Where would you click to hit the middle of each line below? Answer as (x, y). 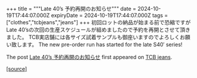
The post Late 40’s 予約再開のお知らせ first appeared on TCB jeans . (89, 57)
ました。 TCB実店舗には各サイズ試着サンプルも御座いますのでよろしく (93, 37)
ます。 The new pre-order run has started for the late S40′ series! (102, 44)
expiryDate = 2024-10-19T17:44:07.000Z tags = (110, 15)
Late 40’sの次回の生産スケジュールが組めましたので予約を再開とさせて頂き (98, 30)
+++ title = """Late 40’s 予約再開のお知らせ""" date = (71, 9)
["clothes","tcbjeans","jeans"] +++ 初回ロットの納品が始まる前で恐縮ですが (98, 22)
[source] (17, 69)
